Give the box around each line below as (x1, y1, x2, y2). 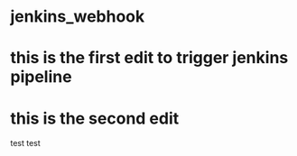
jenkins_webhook (10, 6, 145, 27)
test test (10, 138, 42, 149)
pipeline (10, 67, 72, 87)
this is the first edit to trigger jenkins (10, 48, 289, 69)
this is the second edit (10, 108, 180, 128)
